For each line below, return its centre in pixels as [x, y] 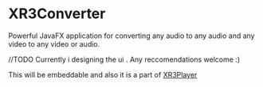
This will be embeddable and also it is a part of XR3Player [103, 74]
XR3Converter [57, 14]
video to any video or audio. [54, 43]
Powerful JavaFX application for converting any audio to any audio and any [131, 36]
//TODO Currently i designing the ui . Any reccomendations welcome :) [124, 59]
